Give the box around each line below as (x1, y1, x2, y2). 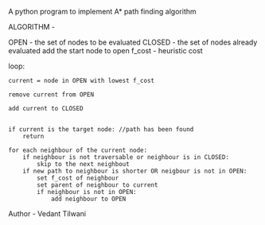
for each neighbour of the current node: (8, 146, 148, 154)
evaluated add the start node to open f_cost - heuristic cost (8, 46, 203, 55)
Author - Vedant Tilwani (8, 209, 86, 218)
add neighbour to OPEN (50, 195, 127, 203)
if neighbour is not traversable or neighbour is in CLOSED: (22, 153, 229, 161)
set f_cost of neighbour (37, 174, 119, 182)
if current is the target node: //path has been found (8, 126, 194, 134)
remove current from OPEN (8, 91, 94, 99)
